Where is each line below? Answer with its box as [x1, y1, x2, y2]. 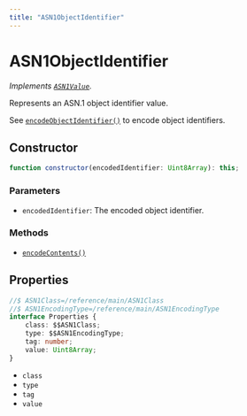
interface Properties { [9, 312, 97, 321]
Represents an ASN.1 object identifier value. [9, 97, 168, 108]
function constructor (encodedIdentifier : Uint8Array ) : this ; [9, 164, 240, 173]
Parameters [9, 185, 60, 197]
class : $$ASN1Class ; [25, 320, 101, 330]
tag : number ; [25, 337, 73, 346]
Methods [9, 227, 49, 239]
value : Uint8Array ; [25, 345, 97, 354]
